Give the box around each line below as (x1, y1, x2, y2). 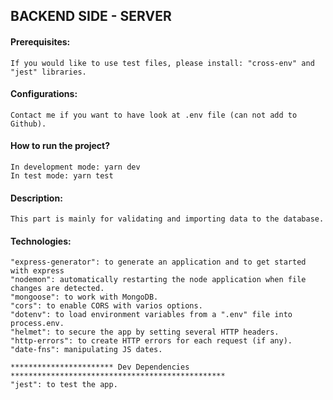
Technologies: (10, 235, 72, 247)
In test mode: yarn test (10, 171, 114, 181)
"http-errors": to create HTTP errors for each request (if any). (10, 336, 293, 346)
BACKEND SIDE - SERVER (10, 8, 172, 25)
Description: (10, 192, 63, 204)
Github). (10, 119, 47, 129)
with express (10, 266, 65, 276)
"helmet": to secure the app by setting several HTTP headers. (10, 327, 280, 338)
